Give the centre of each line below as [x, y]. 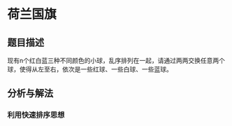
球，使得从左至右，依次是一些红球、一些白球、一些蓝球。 [90, 69]
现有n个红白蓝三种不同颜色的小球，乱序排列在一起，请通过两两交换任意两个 [116, 61]
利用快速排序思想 [36, 115]
